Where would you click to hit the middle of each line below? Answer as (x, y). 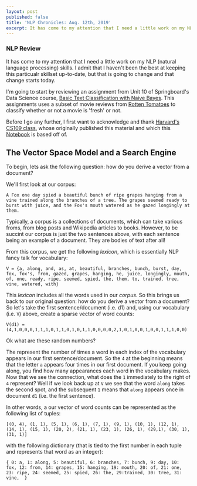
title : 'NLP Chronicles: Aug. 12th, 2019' (59, 22)
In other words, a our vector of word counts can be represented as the (91, 407)
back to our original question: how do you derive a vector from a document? (98, 301)
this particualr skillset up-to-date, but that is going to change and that (90, 74)
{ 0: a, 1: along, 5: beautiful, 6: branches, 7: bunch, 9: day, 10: (93, 462)
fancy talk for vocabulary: (37, 258)
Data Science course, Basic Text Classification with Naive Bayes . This (90, 98)
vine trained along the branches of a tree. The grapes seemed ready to (97, 201)
